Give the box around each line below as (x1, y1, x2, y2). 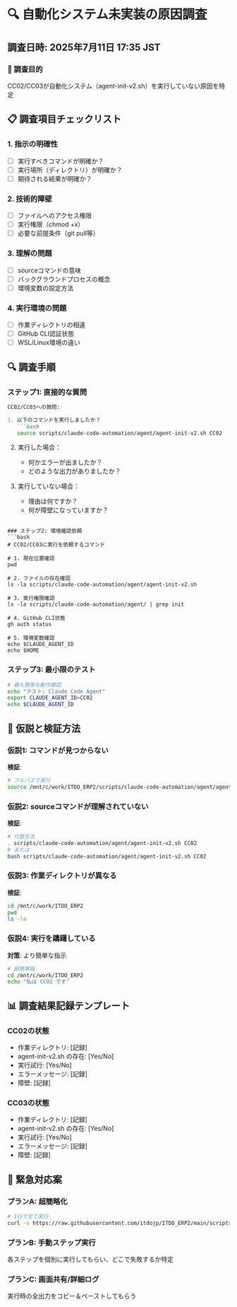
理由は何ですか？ (28, 497, 78, 506)
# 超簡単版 (7, 965, 35, 972)
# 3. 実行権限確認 (7, 595, 55, 602)
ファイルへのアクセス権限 (17, 212, 92, 220)
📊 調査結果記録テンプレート (7, 999, 130, 1012)
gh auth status (7, 621, 52, 628)
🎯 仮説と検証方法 (7, 722, 81, 735)
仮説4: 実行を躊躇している (7, 933, 96, 943)
